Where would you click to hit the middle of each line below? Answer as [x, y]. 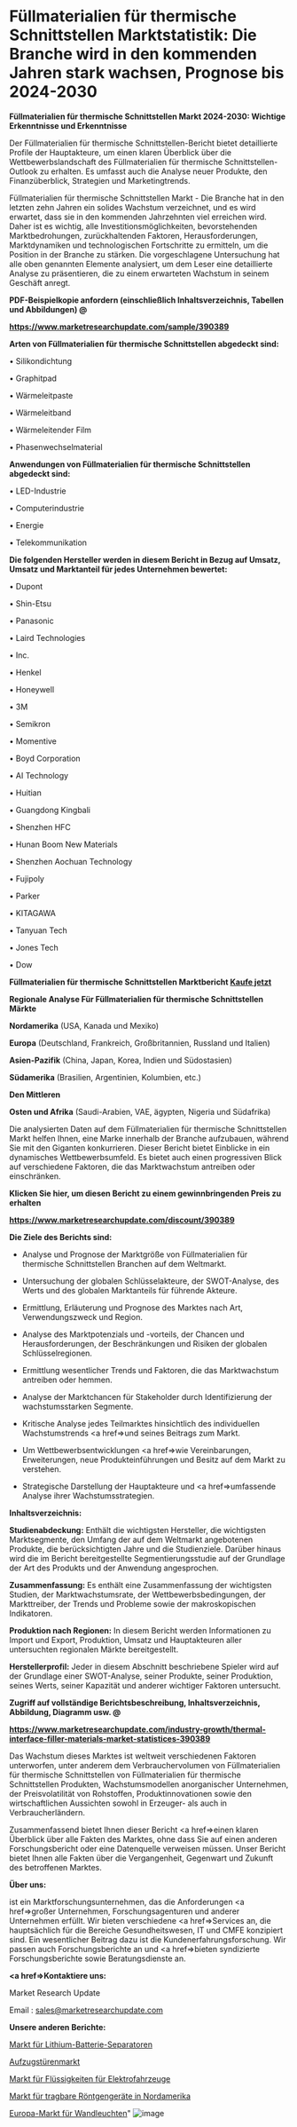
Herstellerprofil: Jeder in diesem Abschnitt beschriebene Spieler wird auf [144, 1666]
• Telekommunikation [48, 542]
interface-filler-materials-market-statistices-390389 [110, 1738]
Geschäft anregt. [40, 282]
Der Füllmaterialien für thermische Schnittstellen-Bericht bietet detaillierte [144, 143]
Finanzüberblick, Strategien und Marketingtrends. [100, 180]
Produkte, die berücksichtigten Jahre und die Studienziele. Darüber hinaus [145, 1549]
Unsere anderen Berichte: [58, 2027]
